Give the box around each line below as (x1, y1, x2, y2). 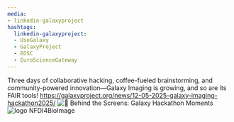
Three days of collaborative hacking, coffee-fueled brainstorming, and (7, 76, 213, 84)
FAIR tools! (7, 91, 39, 99)
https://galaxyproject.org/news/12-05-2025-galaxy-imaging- (40, 91, 218, 99)
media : (7, 10, 27, 18)
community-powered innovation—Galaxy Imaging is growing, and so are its (7, 83, 227, 92)
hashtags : (7, 23, 37, 30)
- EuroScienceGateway (13, 57, 78, 64)
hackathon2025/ (7, 99, 56, 107)
